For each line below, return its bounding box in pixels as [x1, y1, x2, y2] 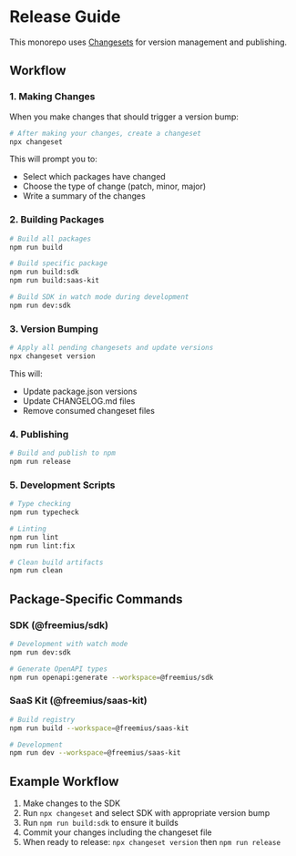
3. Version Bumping [9, 322, 98, 335]
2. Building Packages [9, 213, 105, 226]
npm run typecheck [9, 508, 79, 517]
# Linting [9, 524, 47, 533]
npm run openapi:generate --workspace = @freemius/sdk [9, 673, 214, 682]
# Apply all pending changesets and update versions [9, 344, 214, 353]
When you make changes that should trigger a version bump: [9, 111, 240, 122]
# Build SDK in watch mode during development [9, 293, 189, 302]
